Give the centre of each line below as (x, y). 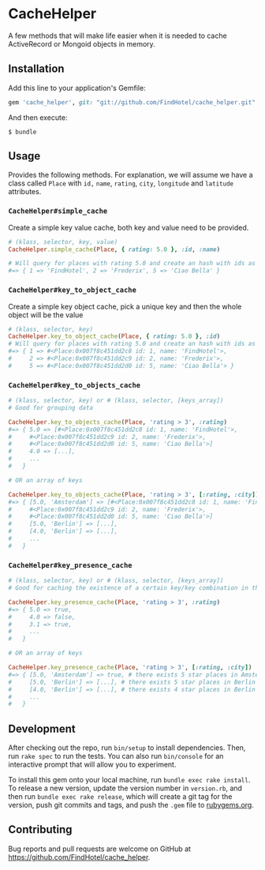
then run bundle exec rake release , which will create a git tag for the (120, 797)
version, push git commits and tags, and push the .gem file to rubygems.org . (131, 805)
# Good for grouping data (50, 407)
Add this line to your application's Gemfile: (77, 88)
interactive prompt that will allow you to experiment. (92, 765)
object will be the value (46, 315)
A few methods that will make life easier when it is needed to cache (118, 36)
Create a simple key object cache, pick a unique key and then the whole (125, 306)
